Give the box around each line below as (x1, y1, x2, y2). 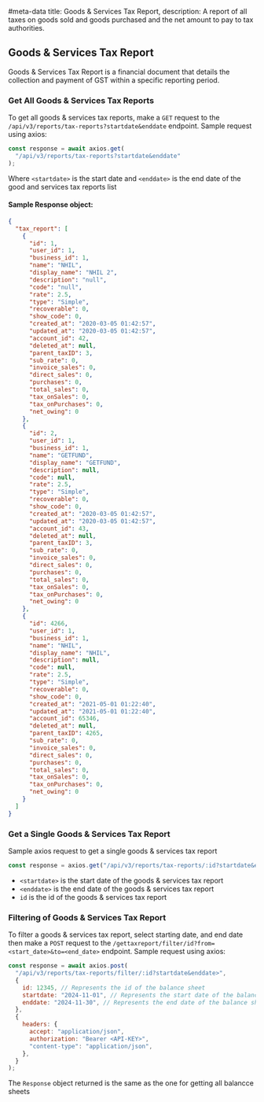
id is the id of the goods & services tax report (19, 892, 167, 901)
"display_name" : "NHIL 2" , (28, 269, 118, 277)
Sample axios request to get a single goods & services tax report (8, 846, 218, 856)
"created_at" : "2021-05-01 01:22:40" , (28, 700, 156, 708)
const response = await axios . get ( (8, 145, 125, 153)
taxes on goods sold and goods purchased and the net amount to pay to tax (8, 15, 254, 24)
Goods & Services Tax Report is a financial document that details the (8, 67, 230, 76)
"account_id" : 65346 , (28, 715, 101, 723)
